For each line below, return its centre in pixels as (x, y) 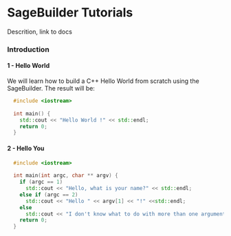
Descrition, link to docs (40, 32)
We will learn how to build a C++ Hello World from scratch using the (103, 81)
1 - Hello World (29, 66)
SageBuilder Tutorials (70, 13)
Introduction (28, 49)
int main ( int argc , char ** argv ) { (66, 176)
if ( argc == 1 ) (41, 182)
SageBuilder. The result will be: (51, 88)
